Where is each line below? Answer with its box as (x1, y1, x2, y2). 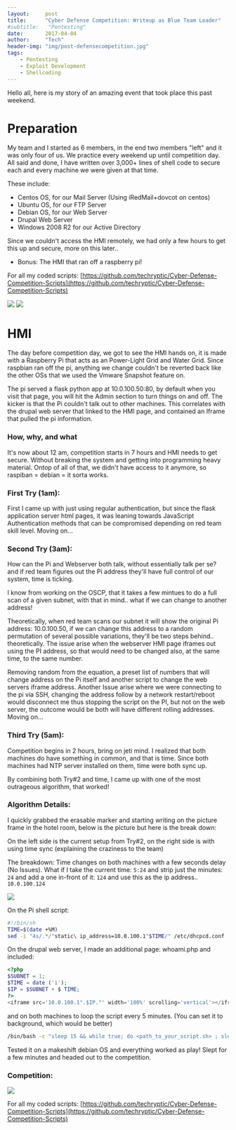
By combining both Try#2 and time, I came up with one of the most (7, 774, 202, 784)
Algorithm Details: (7, 800, 71, 810)
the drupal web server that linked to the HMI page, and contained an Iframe (7, 407, 225, 415)
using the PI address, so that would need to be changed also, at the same (7, 647, 220, 656)
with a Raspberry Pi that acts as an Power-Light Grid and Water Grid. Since (7, 356, 224, 365)
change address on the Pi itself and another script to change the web (7, 675, 208, 684)
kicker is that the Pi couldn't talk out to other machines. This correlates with (7, 400, 226, 408)
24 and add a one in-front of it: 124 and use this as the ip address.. (7, 873, 198, 881)
